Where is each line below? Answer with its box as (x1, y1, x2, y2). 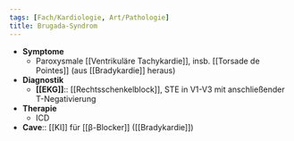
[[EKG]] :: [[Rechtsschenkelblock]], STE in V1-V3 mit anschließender (35, 84, 285, 95)
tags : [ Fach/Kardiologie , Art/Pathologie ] (9, 12, 170, 22)
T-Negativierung (35, 93, 97, 104)
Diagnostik (21, 74, 64, 85)
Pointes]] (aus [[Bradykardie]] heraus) (35, 64, 176, 76)
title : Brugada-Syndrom (9, 21, 98, 30)
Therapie (21, 103, 57, 113)
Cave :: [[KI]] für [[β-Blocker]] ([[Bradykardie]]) (21, 121, 194, 132)
